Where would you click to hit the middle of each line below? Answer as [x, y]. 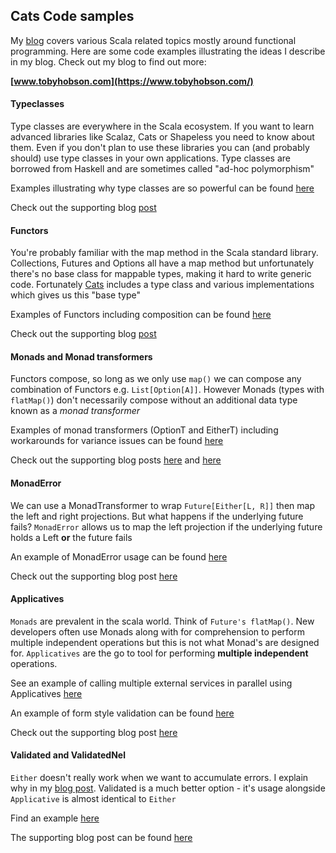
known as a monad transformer [75, 411]
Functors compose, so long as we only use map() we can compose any [156, 379]
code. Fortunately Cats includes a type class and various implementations [162, 285]
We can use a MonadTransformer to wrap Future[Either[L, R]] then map [162, 505]
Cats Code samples [72, 16]
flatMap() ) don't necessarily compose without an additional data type [154, 400]
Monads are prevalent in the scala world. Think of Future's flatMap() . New [162, 621]
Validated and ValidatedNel [68, 755]
